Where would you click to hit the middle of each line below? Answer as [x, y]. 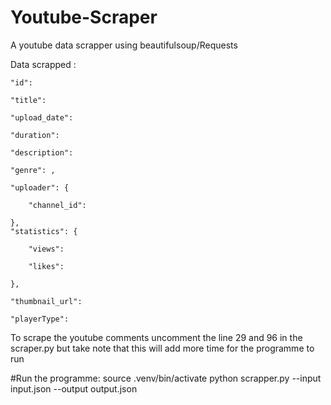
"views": [46, 249]
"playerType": [40, 319]
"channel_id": [57, 205]
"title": [28, 100]
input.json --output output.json [74, 388]
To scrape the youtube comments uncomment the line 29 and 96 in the [156, 337]
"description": [42, 152]
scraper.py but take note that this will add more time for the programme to [162, 348]
